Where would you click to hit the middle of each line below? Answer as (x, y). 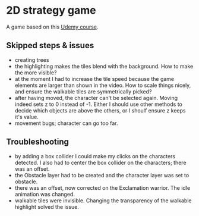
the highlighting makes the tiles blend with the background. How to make (104, 66)
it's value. (26, 117)
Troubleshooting (38, 142)
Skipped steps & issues (50, 46)
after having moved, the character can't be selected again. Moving (96, 98)
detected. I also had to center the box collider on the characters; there (100, 162)
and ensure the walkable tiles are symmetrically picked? (83, 91)
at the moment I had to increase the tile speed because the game (94, 79)
